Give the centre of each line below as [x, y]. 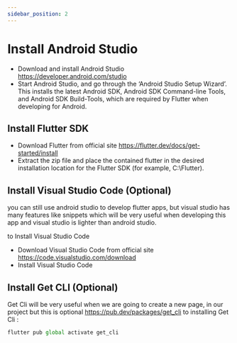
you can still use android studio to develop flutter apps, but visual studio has [119, 208]
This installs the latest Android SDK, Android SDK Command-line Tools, [121, 91]
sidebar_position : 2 [38, 14]
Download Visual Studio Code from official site [86, 250]
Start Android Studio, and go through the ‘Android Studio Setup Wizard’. [122, 84]
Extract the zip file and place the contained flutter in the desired [111, 161]
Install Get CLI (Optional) [63, 287]
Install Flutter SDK [48, 128]
